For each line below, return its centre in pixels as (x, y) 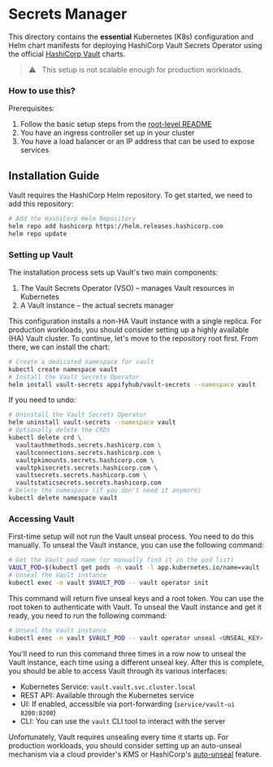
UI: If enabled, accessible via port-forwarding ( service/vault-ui (128, 704)
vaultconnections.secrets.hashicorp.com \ (89, 453)
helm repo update (38, 234)
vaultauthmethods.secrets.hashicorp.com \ (89, 445)
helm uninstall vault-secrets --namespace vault (92, 422)
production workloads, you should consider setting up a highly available (129, 329)
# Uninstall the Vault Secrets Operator (78, 415)
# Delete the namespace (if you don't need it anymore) (105, 491)
